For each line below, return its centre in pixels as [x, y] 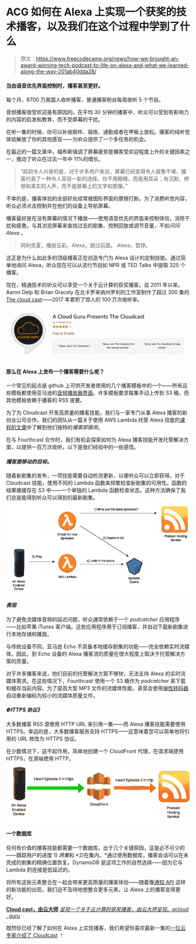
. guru [13, 916]
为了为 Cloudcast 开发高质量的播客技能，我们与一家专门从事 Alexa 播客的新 [97, 413]
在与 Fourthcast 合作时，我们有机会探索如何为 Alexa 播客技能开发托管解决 [95, 440]
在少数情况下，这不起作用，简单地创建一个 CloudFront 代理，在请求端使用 [95, 751]
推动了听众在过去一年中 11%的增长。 [60, 159]
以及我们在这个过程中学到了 [113, 27]
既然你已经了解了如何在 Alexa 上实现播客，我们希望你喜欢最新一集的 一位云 [96, 928]
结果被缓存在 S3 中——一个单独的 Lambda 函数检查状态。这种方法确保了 [93, 490]
